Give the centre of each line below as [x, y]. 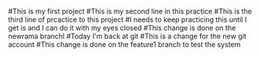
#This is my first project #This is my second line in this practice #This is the [130, 11]
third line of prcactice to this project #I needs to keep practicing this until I [128, 20]
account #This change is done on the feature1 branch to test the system [125, 45]
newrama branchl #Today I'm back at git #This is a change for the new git [127, 36]
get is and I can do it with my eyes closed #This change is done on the [122, 28]
